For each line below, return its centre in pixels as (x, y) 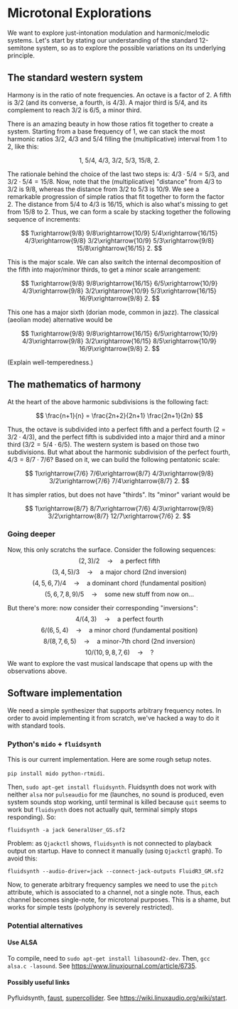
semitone (21, 48)
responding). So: (32, 817)
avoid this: (22, 858)
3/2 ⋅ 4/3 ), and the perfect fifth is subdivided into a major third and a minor (116, 437)
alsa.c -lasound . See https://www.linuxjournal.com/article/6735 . (102, 966)
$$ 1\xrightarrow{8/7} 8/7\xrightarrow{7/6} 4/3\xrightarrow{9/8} (119, 508)
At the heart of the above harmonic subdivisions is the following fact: (108, 401)
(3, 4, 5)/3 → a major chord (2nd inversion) (119, 572)
